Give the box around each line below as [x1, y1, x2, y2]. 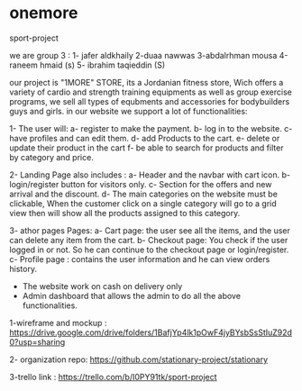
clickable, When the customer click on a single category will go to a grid [9, 197, 277, 209]
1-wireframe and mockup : [9, 317, 107, 328]
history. [9, 263, 38, 274]
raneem [9, 59, 38, 70]
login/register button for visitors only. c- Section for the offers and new [9, 178, 272, 189]
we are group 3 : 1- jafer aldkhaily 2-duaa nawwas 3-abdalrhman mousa [9, 50, 278, 60]
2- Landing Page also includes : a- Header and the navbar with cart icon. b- [9, 169, 291, 180]
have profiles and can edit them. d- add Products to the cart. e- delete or [9, 132, 280, 143]
